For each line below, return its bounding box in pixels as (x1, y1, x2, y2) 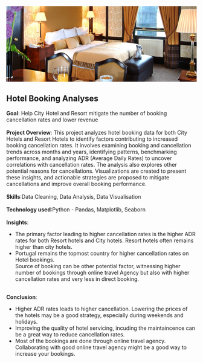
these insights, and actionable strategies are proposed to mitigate (6, 173, 170, 181)
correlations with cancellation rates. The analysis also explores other (6, 161, 177, 168)
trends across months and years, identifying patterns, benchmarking (6, 148, 177, 155)
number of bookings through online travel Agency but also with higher (14, 269, 190, 276)
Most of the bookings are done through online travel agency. (14, 337, 166, 344)
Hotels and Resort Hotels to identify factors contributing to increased (6, 135, 178, 143)
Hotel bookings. (14, 256, 55, 263)
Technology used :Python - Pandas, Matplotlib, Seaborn (6, 205, 146, 213)
